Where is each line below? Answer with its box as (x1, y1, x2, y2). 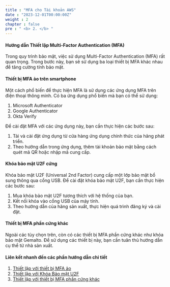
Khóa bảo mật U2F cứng (5, 161, 58, 167)
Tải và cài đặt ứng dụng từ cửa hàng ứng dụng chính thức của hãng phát (12, 133, 164, 139)
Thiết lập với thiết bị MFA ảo (12, 265, 71, 272)
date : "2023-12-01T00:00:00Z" (5, 12, 72, 17)
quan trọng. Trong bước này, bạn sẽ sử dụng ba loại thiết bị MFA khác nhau (5, 59, 163, 65)
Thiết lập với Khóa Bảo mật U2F (12, 271, 79, 277)
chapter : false (5, 21, 40, 27)
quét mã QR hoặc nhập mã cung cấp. (12, 149, 91, 155)
